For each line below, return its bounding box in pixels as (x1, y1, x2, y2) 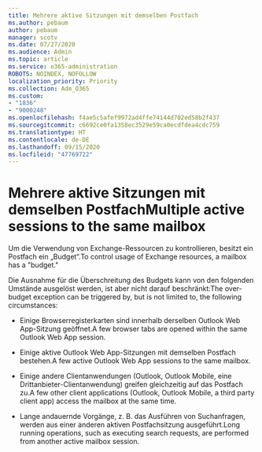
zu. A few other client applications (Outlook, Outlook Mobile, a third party (19, 388, 255, 398)
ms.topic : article (8, 56, 68, 64)
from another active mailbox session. (19, 437, 140, 446)
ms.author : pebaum (8, 19, 68, 27)
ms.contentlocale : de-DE (8, 135, 90, 144)
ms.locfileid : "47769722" (8, 150, 93, 158)
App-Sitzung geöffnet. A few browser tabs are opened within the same (19, 324, 248, 334)
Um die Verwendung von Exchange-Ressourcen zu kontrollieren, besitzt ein (8, 244, 253, 253)
